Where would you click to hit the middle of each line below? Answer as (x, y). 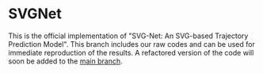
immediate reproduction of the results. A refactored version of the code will (131, 52)
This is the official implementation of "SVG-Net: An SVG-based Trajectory (128, 36)
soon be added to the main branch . (65, 61)
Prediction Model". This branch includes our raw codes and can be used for (131, 44)
